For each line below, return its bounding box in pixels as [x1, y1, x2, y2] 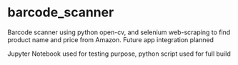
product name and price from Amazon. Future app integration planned [7, 35, 214, 44]
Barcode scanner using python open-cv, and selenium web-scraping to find [7, 28, 231, 36]
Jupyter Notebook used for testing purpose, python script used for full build [7, 49, 231, 58]
